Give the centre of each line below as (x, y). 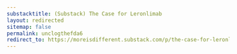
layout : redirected (35, 20)
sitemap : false (29, 27)
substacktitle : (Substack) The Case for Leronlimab (84, 14)
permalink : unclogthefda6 (45, 33)
